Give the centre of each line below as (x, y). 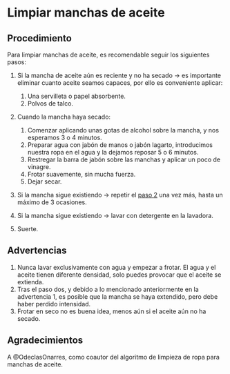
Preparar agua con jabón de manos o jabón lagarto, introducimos (120, 145)
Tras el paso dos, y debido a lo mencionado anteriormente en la (108, 289)
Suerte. (28, 229)
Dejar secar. (45, 181)
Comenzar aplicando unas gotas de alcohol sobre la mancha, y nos (123, 130)
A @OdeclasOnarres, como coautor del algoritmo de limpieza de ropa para (113, 357)
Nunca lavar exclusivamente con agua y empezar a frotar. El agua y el (116, 267)
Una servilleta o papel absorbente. (77, 96)
